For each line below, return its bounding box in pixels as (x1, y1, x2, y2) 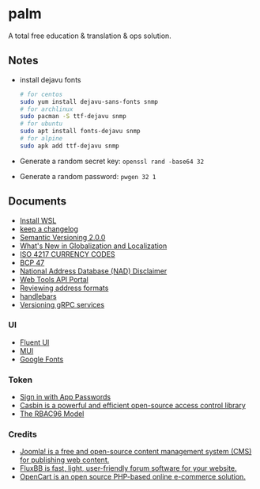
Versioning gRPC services (19, 300, 105, 309)
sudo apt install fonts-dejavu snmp (19, 128, 141, 136)
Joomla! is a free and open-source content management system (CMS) (19, 447, 252, 457)
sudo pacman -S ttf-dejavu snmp (19, 113, 126, 120)
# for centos (19, 90, 63, 98)
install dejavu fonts (19, 74, 81, 84)
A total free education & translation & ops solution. (8, 31, 171, 40)
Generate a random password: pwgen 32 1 (19, 171, 156, 181)
